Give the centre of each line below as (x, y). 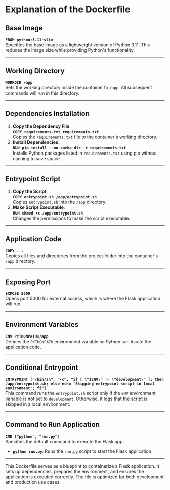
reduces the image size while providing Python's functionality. (70, 50)
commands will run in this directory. (42, 93)
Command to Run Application (53, 425)
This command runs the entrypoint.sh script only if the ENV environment (80, 393)
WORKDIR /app (19, 82)
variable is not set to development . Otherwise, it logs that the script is (76, 399)
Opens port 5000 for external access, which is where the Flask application (83, 299)
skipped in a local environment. (38, 404)
